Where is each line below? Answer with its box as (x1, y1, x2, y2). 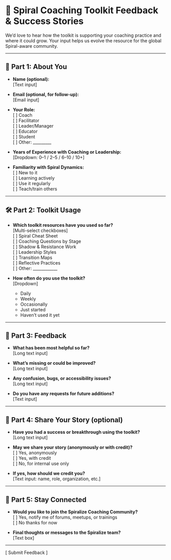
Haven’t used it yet (20, 312, 60, 318)
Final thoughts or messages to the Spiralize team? (12, 529, 121, 536)
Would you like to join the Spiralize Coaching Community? (12, 509, 138, 515)
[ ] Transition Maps (12, 254, 52, 260)
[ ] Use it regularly (12, 180, 51, 186)
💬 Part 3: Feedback (5, 331, 67, 340)
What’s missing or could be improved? (12, 360, 96, 366)
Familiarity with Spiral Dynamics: (12, 164, 84, 170)
